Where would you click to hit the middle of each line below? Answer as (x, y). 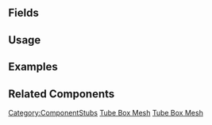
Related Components (62, 94)
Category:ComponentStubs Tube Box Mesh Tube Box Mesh (106, 112)
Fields (24, 13)
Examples (33, 67)
